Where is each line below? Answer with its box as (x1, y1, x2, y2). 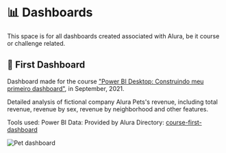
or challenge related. (7, 39, 66, 47)
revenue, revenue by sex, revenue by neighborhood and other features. (7, 105, 209, 113)
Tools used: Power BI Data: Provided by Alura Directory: (7, 118, 164, 126)
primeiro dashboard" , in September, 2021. (7, 84, 125, 92)
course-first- (165, 118, 202, 126)
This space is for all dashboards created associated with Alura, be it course (7, 31, 220, 40)
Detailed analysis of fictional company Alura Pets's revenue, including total (7, 98, 218, 106)
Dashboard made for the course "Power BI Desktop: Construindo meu (7, 77, 204, 85)
